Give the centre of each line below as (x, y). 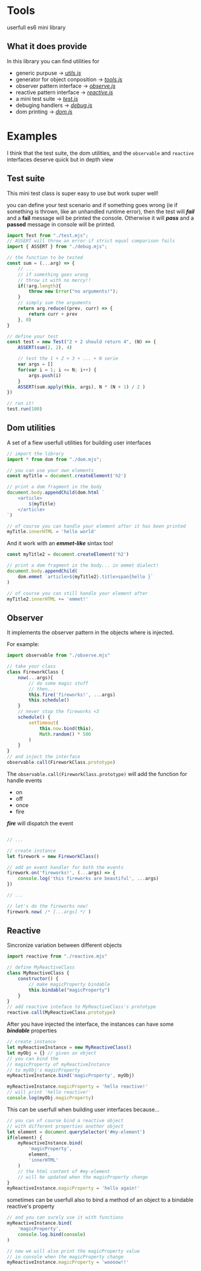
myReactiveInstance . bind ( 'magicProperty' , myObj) (71, 1075)
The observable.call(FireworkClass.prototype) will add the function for (97, 774)
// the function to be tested (45, 258)
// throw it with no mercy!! (54, 280)
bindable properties (32, 1031)
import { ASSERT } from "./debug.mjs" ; (57, 247)
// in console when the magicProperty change (65, 1257)
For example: (23, 644)
